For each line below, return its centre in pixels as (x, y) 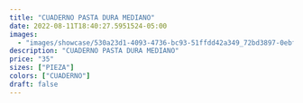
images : (24, 34)
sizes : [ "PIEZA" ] (42, 68)
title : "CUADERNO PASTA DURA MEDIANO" (82, 17)
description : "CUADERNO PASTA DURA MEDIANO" (94, 51)
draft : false (34, 84)
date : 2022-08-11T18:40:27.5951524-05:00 (88, 26)
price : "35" (32, 59)
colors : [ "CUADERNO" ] (50, 76)
